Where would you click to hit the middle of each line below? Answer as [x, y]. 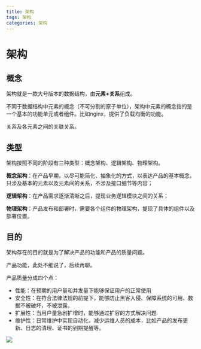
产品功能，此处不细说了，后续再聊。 [51, 265]
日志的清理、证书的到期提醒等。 [65, 328]
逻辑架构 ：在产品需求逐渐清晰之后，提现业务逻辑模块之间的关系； [87, 196]
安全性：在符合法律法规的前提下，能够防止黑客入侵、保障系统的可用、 [101, 298]
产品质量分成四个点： [32, 278]
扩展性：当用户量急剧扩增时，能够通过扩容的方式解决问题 [86, 313]
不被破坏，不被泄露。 [46, 305]
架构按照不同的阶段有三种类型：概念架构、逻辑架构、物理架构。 [85, 163]
